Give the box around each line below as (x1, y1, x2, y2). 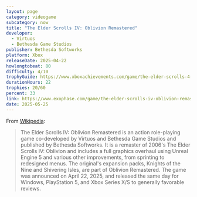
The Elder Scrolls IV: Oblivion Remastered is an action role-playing (20, 128, 181, 135)
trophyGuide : (6, 74, 38, 80)
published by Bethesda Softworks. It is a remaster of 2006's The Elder (20, 141, 191, 148)
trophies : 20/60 (6, 85, 46, 91)
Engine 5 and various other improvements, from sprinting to (20, 154, 165, 161)
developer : (6, 30, 33, 36)
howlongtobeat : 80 (6, 63, 51, 69)
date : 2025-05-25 (6, 101, 49, 107)
